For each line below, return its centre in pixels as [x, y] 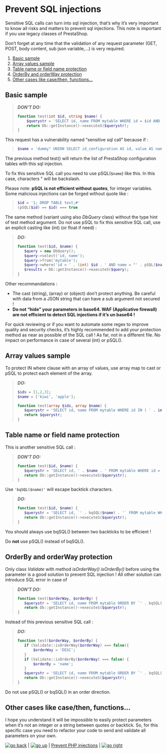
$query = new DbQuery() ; [50, 251]
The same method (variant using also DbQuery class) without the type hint [82, 217]
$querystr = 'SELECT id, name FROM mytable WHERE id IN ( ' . [90, 410]
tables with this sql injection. [34, 164]
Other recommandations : [31, 284]
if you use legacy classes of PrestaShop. [47, 33]
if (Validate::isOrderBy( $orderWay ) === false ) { [77, 659]
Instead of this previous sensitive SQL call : [49, 622]
